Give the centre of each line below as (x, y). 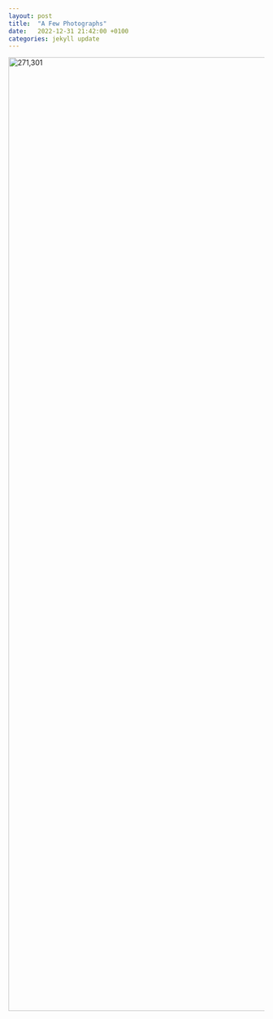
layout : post (30, 16)
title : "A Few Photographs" (58, 24)
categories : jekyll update (54, 39)
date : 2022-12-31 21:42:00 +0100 (69, 31)
